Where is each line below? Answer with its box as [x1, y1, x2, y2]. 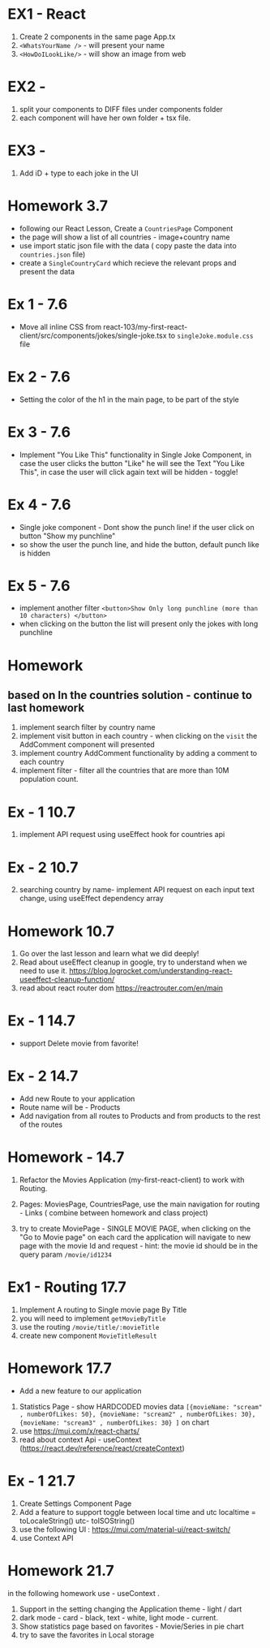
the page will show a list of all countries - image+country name [19, 232, 230, 242]
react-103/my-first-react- [103, 321, 188, 331]
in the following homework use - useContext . [7, 1588, 160, 1598]
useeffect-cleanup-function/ [19, 975, 115, 985]
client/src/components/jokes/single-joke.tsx [19, 330, 167, 340]
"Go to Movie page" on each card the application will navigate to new [19, 1232, 251, 1242]
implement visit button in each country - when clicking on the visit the [19, 731, 258, 741]
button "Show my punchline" [19, 531, 116, 541]
